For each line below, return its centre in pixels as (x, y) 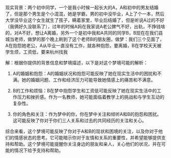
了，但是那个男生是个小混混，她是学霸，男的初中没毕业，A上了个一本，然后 (85, 14)
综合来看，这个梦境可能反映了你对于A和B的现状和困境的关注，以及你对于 (82, 131)
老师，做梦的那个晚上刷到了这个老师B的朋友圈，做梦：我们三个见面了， (89, 39)
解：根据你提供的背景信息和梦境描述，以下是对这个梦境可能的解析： (77, 63)
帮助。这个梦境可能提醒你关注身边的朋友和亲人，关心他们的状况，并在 (88, 144)
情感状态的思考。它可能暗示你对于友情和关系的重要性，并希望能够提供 (88, 138)
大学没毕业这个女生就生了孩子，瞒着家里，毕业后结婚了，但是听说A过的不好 (85, 20)
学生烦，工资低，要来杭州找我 (36, 52)
